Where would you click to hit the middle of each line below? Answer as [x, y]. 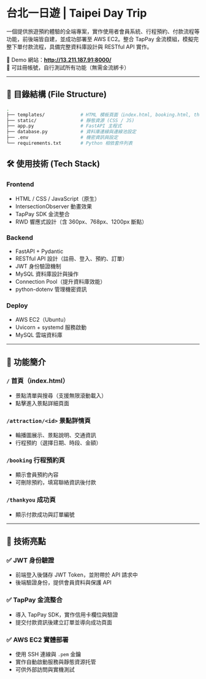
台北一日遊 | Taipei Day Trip [77, 13]
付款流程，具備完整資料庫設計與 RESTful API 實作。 [87, 47]
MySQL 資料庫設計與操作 [47, 274]
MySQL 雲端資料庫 [39, 335]
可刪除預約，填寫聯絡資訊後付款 [55, 483]
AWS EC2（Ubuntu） [42, 320]
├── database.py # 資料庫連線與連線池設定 [71, 132]
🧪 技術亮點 [26, 541]
